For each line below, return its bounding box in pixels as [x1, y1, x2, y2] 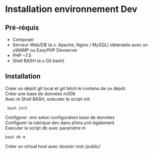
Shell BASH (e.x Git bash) [12, 58, 65, 63]
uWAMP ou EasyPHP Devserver [12, 47, 78, 53]
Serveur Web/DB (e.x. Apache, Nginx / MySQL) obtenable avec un [12, 42, 148, 48]
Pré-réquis [5, 23, 39, 32]
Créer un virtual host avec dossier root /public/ [5, 143, 101, 149]
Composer [12, 36, 34, 42]
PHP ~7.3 [12, 52, 31, 58]
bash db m [5, 135, 26, 140]
